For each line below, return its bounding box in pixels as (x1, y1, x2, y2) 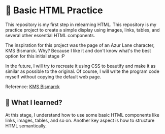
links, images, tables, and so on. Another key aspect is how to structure (5, 117, 155, 123)
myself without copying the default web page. (5, 73, 102, 79)
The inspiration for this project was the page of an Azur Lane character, (5, 42, 155, 48)
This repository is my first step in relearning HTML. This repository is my (5, 21, 156, 28)
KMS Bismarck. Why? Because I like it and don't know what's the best (5, 47, 151, 53)
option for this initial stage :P (5, 53, 65, 59)
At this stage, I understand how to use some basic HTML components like (5, 112, 160, 118)
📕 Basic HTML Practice (5, 5, 103, 16)
